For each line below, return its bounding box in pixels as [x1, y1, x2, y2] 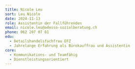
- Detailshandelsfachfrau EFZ [9, 39, 71, 44]
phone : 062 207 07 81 [5, 30, 49, 34]
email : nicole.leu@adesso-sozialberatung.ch [5, 25, 97, 30]
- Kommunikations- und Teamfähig [9, 52, 78, 57]
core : [5, 48, 16, 52]
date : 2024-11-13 [5, 16, 41, 21]
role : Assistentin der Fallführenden [5, 20, 82, 26]
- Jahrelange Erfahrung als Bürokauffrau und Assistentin [9, 43, 131, 48]
